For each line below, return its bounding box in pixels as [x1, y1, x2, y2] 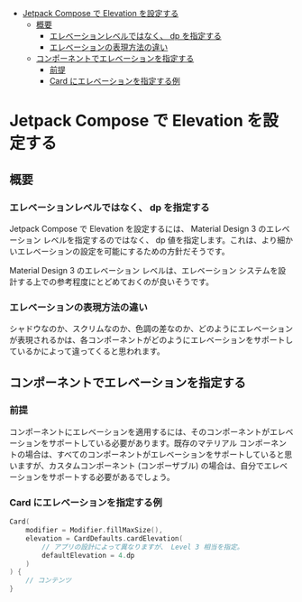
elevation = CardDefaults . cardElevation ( [25, 533, 183, 543]
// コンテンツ [25, 576, 72, 585]
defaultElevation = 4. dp [41, 551, 135, 560]
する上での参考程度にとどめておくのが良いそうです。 [16, 276, 215, 287]
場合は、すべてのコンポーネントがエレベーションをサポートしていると [24, 449, 285, 459]
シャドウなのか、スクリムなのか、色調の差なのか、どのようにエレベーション [9, 323, 293, 334]
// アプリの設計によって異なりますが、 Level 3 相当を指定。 [41, 542, 244, 551]
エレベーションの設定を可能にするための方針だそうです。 [16, 245, 230, 256]
